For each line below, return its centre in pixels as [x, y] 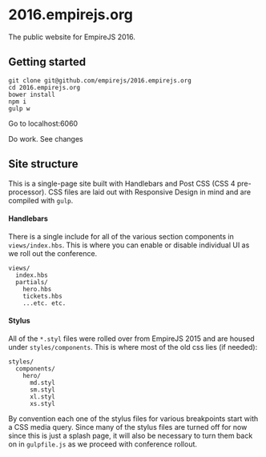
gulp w [19, 108]
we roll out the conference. [53, 253]
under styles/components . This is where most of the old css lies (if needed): [133, 347]
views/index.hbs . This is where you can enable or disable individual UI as [129, 245]
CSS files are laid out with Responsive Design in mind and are [149, 192]
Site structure [43, 164]
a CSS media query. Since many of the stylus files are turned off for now [128, 427]
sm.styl [42, 390]
